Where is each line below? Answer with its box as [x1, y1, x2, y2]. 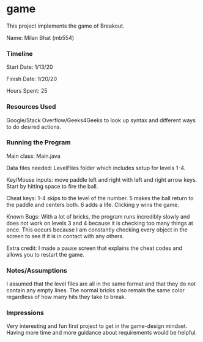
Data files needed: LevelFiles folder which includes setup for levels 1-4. [6, 164, 186, 171]
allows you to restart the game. [6, 251, 84, 258]
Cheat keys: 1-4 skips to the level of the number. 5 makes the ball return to [6, 194, 194, 201]
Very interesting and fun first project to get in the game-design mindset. [6, 322, 188, 330]
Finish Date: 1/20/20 [6, 76, 57, 83]
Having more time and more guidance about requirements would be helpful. [6, 329, 197, 336]
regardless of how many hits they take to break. [6, 293, 127, 301]
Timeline [6, 49, 33, 58]
